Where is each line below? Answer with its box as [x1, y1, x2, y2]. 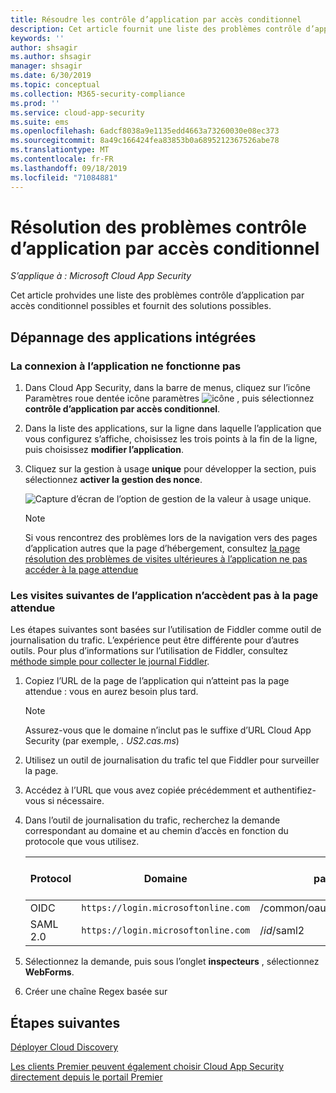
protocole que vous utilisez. [24, 836, 140, 848]
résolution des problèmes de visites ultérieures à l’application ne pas [24, 553, 308, 565]
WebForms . [24, 966, 75, 978]
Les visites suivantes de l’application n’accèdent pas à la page [10, 589, 319, 603]
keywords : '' [10, 33, 65, 43]
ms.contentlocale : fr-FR [10, 154, 114, 164]
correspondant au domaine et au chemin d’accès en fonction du [24, 825, 289, 837]
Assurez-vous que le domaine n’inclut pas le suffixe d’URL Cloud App [24, 724, 312, 736]
